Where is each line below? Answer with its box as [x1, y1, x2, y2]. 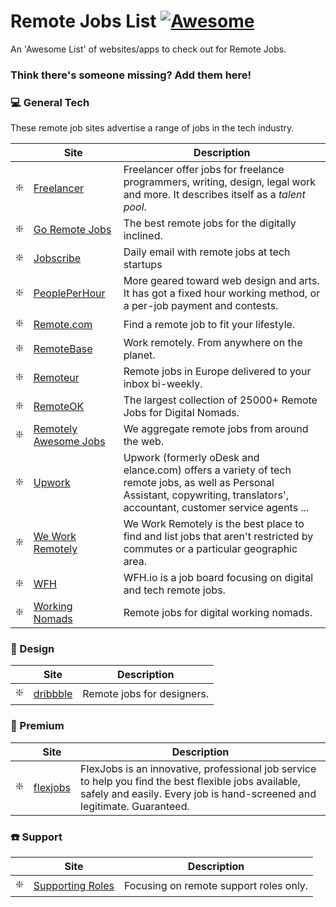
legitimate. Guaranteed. [80, 799, 190, 813]
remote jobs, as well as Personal [123, 476, 275, 490]
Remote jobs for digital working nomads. [123, 606, 313, 620]
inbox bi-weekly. [123, 377, 203, 391]
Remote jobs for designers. [82, 686, 210, 700]
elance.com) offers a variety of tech [123, 463, 292, 477]
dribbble [33, 686, 73, 700]
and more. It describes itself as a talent [123, 188, 306, 202]
